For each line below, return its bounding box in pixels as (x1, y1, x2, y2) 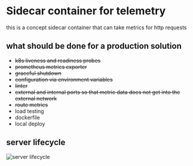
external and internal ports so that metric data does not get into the (14, 88, 180, 96)
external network (14, 95, 57, 102)
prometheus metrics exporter (14, 63, 87, 70)
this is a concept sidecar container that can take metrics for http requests (6, 24, 187, 31)
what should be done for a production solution (6, 41, 182, 51)
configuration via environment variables (14, 76, 113, 83)
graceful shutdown (14, 70, 62, 77)
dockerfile (14, 114, 40, 121)
